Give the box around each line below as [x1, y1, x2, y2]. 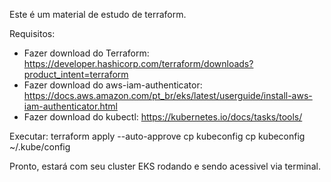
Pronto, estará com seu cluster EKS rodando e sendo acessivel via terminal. [9, 160, 321, 172]
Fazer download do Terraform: [23, 47, 150, 59]
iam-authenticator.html [23, 100, 118, 112]
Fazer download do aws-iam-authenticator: [23, 79, 203, 91]
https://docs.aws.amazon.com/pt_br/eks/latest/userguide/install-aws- [23, 90, 313, 101]
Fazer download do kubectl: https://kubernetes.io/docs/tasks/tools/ [23, 111, 303, 123]
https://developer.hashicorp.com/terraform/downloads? [23, 58, 254, 69]
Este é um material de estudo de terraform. [9, 9, 187, 20]
